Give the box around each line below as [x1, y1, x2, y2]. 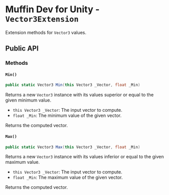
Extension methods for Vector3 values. [5, 29, 87, 35]
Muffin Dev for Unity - [5, 4, 100, 15]
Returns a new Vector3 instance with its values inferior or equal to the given [5, 154, 164, 160]
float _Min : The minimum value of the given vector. [12, 112, 122, 118]
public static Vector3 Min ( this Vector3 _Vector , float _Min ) [5, 83, 140, 88]
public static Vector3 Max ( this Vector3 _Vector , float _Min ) [5, 144, 140, 150]
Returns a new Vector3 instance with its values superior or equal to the [5, 92, 154, 98]
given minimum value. [5, 97, 52, 103]
